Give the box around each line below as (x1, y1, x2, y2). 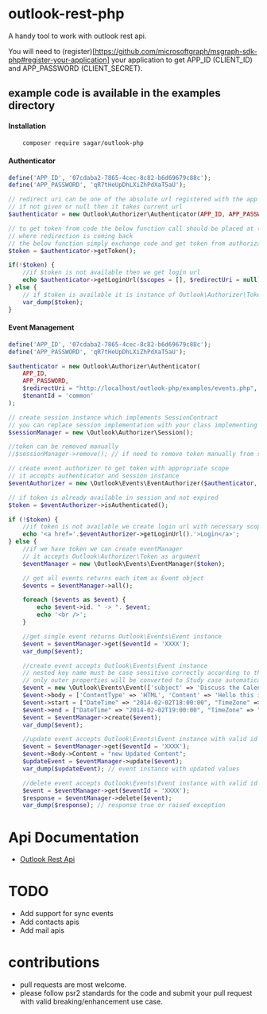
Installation (8, 121, 46, 131)
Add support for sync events (19, 909, 114, 918)
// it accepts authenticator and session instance (8, 472, 180, 480)
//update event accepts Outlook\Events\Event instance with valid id (22, 735, 258, 743)
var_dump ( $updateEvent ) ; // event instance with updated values (22, 765, 240, 773)
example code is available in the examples (8, 87, 221, 100)
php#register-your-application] (8, 55, 110, 64)
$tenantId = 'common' (22, 392, 94, 400)
